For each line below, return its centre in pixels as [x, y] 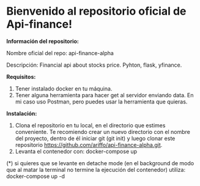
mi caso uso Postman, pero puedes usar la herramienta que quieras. [101, 102]
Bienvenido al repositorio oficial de [96, 11]
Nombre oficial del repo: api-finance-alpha [60, 53]
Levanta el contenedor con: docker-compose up [76, 151]
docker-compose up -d [36, 176]
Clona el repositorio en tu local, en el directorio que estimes [90, 125]
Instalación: [22, 113]
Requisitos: [21, 76]
